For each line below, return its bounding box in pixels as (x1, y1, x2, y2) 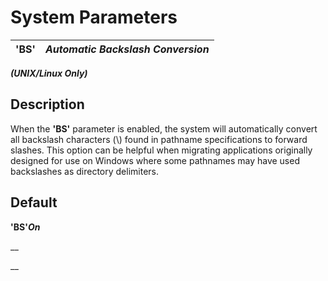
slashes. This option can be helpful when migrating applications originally (10, 144, 313, 156)
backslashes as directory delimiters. (10, 165, 160, 177)
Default (10, 194, 58, 211)
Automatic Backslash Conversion (44, 42, 210, 56)
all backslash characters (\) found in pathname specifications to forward (10, 133, 308, 145)
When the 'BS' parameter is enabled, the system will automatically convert (10, 122, 318, 135)
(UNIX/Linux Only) (10, 67, 88, 79)
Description (10, 96, 85, 113)
